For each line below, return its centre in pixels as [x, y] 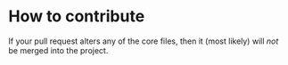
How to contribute [77, 16]
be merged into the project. [58, 50]
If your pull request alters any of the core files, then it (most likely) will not [144, 41]
